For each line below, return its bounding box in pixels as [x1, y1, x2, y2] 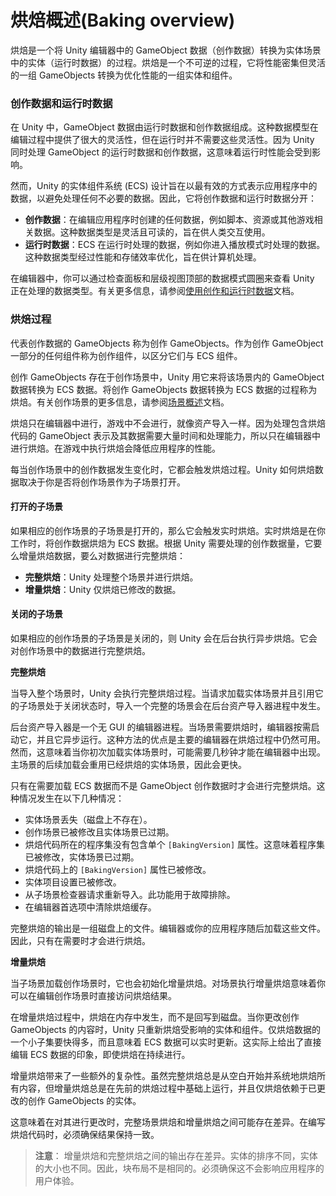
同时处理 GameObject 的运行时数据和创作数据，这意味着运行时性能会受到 [10, 146, 313, 158]
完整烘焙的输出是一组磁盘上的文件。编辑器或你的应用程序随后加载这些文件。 [10, 922, 326, 934]
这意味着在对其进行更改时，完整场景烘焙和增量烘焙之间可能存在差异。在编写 [10, 1116, 326, 1128]
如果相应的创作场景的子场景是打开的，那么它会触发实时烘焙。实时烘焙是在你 [10, 524, 326, 536]
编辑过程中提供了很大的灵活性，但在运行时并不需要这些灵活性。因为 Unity [10, 134, 315, 146]
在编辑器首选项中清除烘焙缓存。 [24, 901, 157, 913]
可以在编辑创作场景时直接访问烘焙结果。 [10, 989, 177, 1001]
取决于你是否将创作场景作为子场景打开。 [18, 476, 186, 488]
